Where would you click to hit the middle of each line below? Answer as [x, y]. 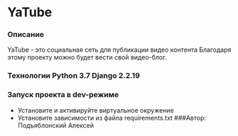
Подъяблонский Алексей [56, 125]
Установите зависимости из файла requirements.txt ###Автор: [112, 118]
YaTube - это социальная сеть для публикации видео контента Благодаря [119, 50]
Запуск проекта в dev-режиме [63, 95]
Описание [26, 35]
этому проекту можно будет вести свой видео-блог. [87, 57]
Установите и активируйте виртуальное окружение [96, 110]
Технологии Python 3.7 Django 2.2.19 [74, 76]
